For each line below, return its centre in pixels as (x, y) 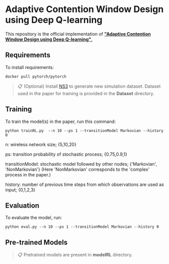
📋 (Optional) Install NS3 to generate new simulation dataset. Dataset (89, 86)
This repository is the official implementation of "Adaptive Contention (78, 34)
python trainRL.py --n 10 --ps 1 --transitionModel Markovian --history (84, 130)
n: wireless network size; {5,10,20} (41, 144)
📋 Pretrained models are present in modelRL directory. (75, 255)
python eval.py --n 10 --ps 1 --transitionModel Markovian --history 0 (82, 227)
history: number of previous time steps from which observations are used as (84, 184)
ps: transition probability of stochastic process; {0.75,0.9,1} (66, 154)
